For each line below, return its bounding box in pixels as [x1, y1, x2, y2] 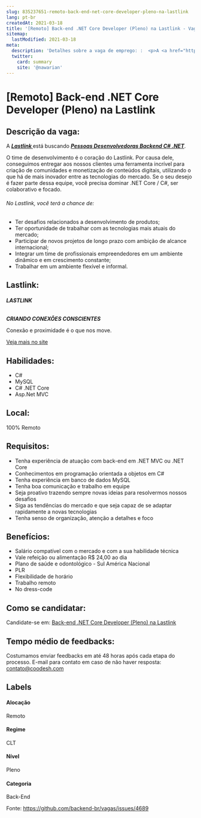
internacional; [14, 244, 49, 251]
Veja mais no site [6, 339, 48, 346]
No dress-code [14, 586, 53, 593]
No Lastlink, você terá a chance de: [6, 199, 95, 206]
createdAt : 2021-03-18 [6, 20, 63, 26]
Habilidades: [6, 355, 55, 366]
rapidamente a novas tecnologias [14, 508, 98, 515]
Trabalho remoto [14, 579, 56, 586]
